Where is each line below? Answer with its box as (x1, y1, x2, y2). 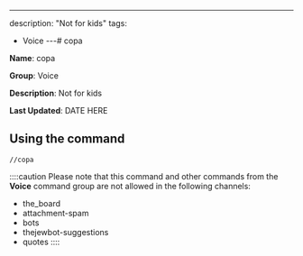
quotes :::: (22, 236, 60, 247)
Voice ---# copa (22, 35, 83, 46)
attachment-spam (22, 207, 89, 218)
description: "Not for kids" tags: (9, 18, 128, 28)
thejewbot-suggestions (22, 226, 109, 237)
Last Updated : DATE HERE (9, 105, 108, 115)
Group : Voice (9, 70, 59, 81)
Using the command (9, 132, 125, 147)
